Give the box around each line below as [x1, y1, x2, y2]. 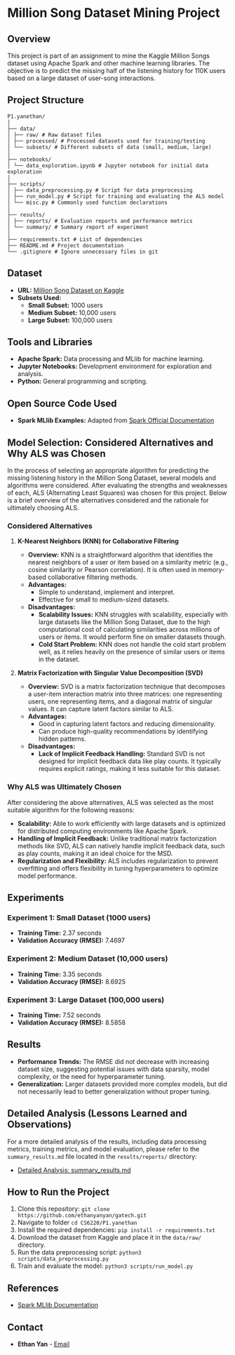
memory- [198, 566, 225, 574]
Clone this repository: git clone [17, 1205, 110, 1213]
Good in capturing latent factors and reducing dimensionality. [38, 720, 216, 728]
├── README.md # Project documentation [7, 242, 124, 249]
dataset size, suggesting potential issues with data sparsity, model [17, 1065, 210, 1073]
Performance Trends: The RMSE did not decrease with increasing [17, 1057, 210, 1065]
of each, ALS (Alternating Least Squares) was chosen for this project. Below [7, 488, 227, 497]
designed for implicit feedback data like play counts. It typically [38, 757, 221, 765]
